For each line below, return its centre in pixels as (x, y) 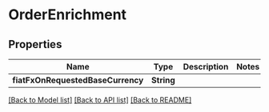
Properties (35, 44)
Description (206, 67)
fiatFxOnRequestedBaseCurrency (78, 80)
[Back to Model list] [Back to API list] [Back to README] (100, 100)
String (163, 80)
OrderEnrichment (67, 15)
